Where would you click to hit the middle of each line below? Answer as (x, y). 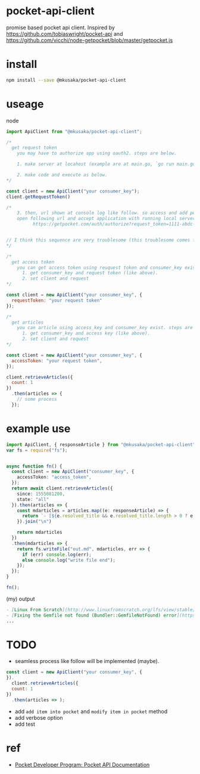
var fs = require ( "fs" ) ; (37, 450)
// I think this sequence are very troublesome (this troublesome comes (98, 240)
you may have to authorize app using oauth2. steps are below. (97, 153)
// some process (37, 400)
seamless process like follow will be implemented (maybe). (87, 661)
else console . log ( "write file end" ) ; (69, 560)
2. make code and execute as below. (62, 175)
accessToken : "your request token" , (57, 361)
